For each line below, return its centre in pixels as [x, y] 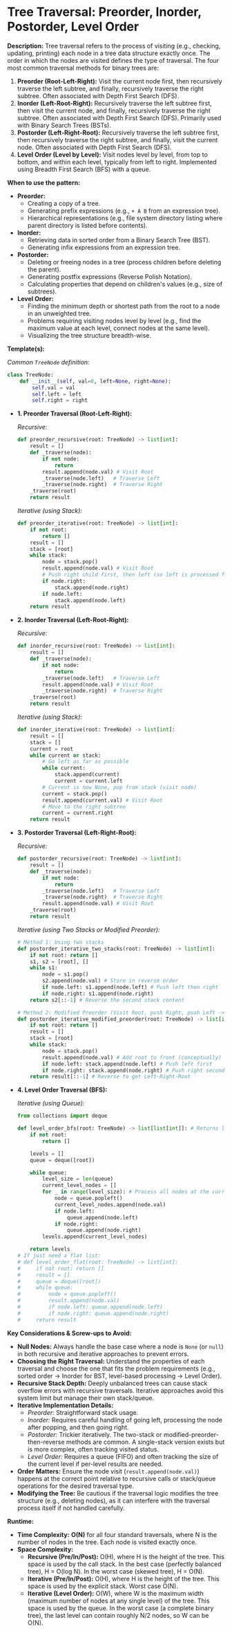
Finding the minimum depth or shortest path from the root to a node [124, 306]
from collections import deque [62, 1116]
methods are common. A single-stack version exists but [145, 1442]
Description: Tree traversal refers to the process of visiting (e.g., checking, [114, 46]
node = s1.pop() [66, 974]
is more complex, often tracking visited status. [93, 1449]
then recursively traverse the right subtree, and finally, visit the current [117, 139]
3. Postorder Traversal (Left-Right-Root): [77, 833]
